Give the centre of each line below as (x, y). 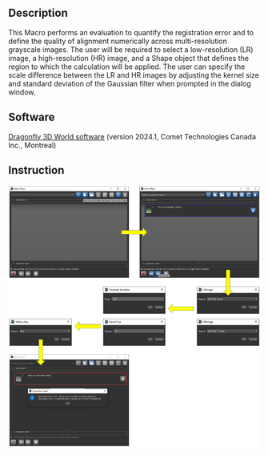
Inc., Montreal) (32, 145)
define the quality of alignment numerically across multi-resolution (118, 41)
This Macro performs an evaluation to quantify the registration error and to (131, 32)
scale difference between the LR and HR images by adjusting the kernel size (134, 74)
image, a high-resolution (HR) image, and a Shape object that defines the (129, 58)
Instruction (36, 170)
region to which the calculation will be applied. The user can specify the (127, 66)
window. (22, 92)
